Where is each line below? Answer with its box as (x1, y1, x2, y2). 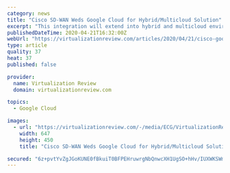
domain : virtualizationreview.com (13, 86, 112, 93)
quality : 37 (7, 49, 41, 56)
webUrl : (7, 36, 29, 43)
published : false (7, 61, 57, 68)
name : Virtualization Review (13, 80, 97, 86)
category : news (7, 10, 51, 17)
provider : (7, 73, 36, 80)
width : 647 (19, 130, 51, 137)
